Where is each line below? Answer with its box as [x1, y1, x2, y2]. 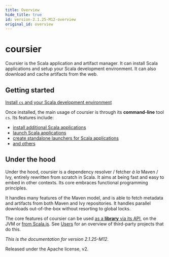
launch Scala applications [12, 130, 66, 136]
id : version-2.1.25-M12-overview [5, 17, 76, 22]
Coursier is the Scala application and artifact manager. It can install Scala [5, 60, 158, 67]
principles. [5, 185, 27, 191]
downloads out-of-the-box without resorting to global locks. [5, 205, 131, 211]
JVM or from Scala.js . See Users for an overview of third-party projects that [5, 220, 164, 227]
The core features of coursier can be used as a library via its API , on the [5, 215, 156, 221]
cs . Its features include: [5, 115, 54, 120]
